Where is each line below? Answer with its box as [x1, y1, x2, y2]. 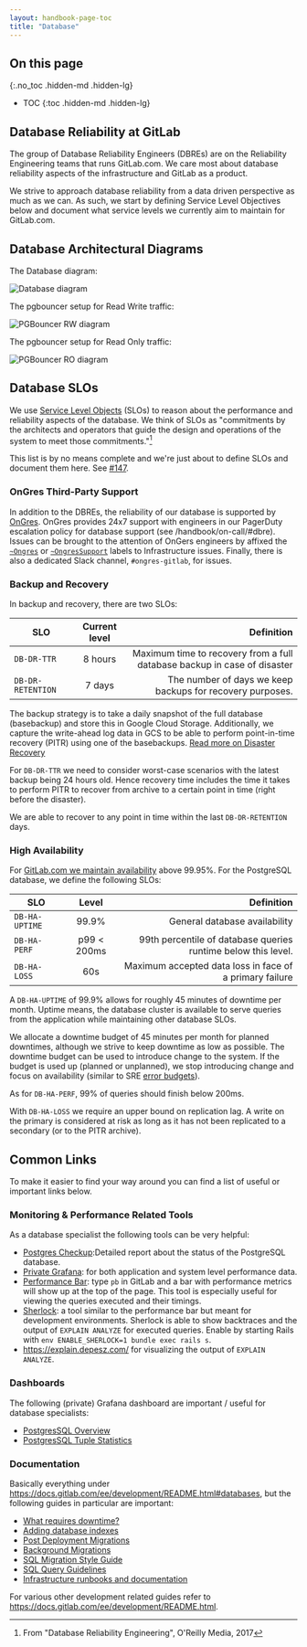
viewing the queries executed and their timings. [22, 1295, 202, 1307]
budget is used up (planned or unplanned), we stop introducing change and [9, 1061, 294, 1072]
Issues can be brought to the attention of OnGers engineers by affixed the [9, 536, 288, 547]
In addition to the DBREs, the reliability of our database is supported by [9, 506, 277, 517]
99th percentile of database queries [138, 933, 293, 946]
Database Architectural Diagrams [9, 241, 204, 257]
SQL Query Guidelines [22, 1564, 107, 1575]
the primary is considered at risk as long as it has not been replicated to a [9, 1116, 286, 1127]
